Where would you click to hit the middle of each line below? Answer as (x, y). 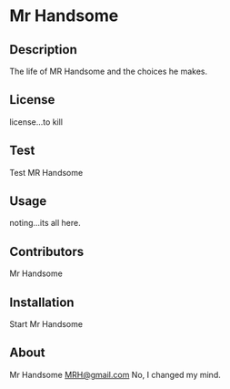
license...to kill (36, 122)
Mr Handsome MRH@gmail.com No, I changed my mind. (115, 374)
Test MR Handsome (46, 172)
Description (43, 50)
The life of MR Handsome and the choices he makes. (109, 71)
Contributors (47, 251)
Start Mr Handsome (46, 324)
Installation (42, 302)
